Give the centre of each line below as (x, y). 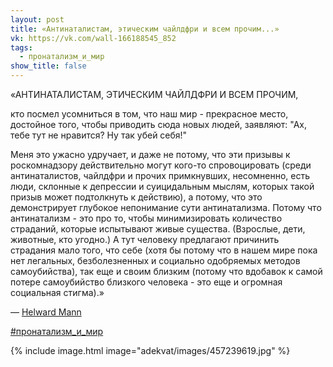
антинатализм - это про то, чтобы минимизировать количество (146, 218)
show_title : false (48, 66)
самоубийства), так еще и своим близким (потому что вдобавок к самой (166, 271)
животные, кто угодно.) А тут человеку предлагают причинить (145, 239)
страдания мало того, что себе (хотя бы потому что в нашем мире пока (164, 250)
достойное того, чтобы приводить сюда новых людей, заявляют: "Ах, (159, 124)
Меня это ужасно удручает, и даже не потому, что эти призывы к (150, 154)
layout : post (37, 19)
